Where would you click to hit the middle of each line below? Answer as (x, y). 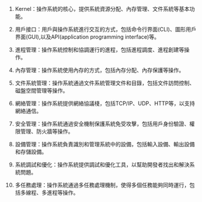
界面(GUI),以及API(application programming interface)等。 (87, 37)
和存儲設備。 (31, 152)
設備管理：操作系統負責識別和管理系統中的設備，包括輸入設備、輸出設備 (105, 144)
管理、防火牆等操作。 (47, 131)
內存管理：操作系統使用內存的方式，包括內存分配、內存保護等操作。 (99, 70)
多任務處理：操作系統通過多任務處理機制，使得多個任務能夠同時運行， (102, 185)
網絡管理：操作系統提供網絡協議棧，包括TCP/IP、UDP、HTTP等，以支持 (105, 103)
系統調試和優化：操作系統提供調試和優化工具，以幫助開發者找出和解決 (102, 165)
